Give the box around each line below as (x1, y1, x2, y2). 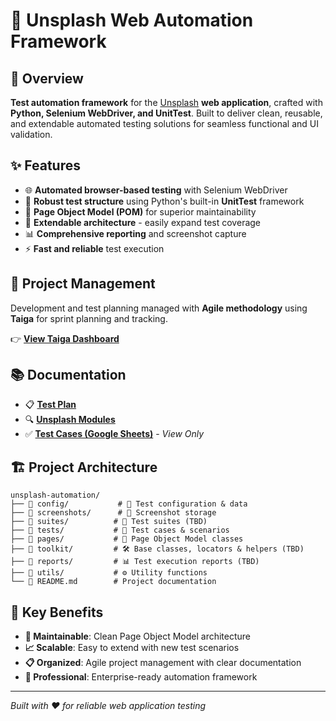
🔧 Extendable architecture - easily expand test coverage (24, 216, 262, 228)
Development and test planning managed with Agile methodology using (10, 302, 308, 314)
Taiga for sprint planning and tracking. (10, 312, 168, 324)
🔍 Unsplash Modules (24, 414, 116, 426)
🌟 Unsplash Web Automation (10, 9, 254, 32)
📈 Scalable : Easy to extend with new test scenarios (24, 642, 240, 654)
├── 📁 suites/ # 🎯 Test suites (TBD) (10, 517, 208, 527)
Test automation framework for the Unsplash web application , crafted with (10, 97, 323, 108)
